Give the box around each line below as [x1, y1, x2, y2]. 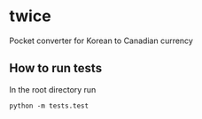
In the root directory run [9, 84, 97, 94]
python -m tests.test [9, 101, 89, 110]
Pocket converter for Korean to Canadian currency [9, 35, 193, 46]
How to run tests [9, 61, 103, 76]
